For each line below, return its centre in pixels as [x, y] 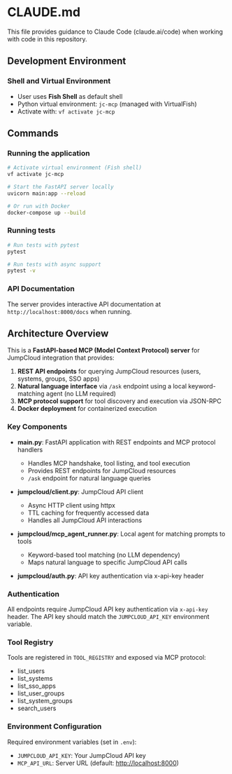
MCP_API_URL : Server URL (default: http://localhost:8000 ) [98, 763]
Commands [33, 134]
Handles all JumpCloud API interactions [85, 520]
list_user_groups [41, 693]
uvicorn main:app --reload [46, 193]
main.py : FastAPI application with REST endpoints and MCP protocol [116, 442]
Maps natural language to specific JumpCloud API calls [107, 562]
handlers [30, 449]
